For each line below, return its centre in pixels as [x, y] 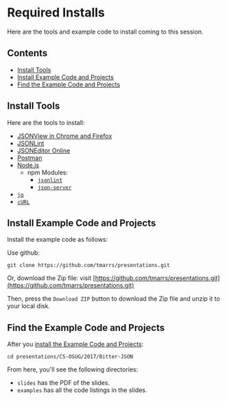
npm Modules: [48, 172]
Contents [27, 53]
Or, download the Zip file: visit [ [51, 278]
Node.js [28, 165]
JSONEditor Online [44, 150]
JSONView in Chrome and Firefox [64, 136]
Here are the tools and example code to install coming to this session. [105, 32]
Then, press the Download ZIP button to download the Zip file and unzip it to [114, 299]
